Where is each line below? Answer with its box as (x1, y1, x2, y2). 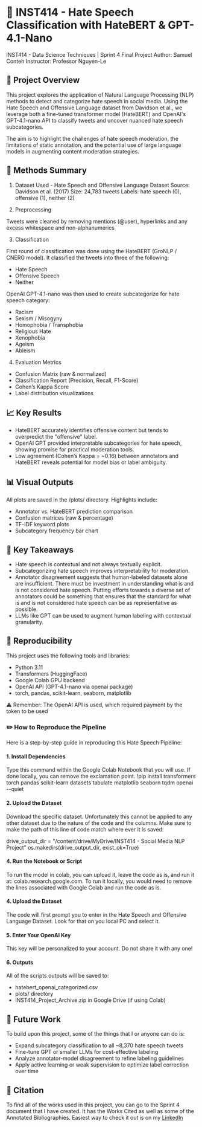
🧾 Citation (6, 1085, 44, 1096)
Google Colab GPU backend (14, 676, 86, 683)
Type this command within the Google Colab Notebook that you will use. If (6, 766, 191, 773)
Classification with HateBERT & (6, 18, 166, 32)
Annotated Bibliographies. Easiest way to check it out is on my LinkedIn (6, 1114, 183, 1121)
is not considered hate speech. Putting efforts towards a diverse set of (14, 586, 191, 593)
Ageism (14, 340, 34, 347)
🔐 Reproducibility (6, 636, 72, 646)
